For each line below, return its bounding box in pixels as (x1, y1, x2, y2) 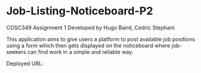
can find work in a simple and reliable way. (27, 48, 134, 55)
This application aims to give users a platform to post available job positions (6, 35, 196, 42)
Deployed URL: (6, 60, 44, 67)
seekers (6, 48, 26, 55)
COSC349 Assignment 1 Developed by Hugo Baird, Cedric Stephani (6, 24, 175, 31)
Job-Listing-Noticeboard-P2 (6, 4, 153, 18)
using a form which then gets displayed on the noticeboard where (6, 42, 171, 49)
